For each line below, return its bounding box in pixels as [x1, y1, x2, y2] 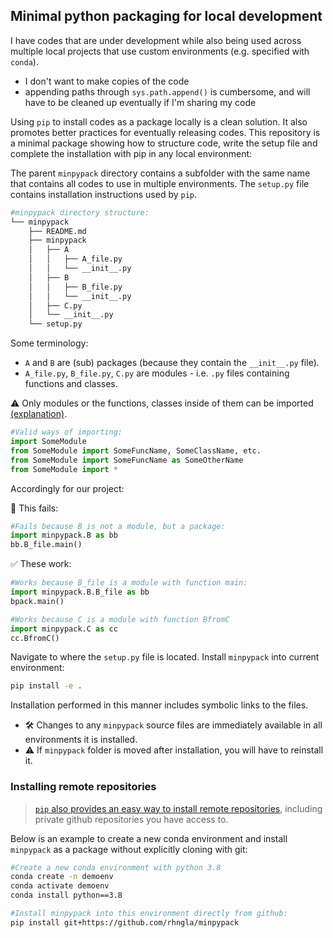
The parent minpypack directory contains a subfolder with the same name [10, 167, 311, 179]
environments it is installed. [24, 734, 138, 746]
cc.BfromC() [10, 633, 60, 643]
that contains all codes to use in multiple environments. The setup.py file [10, 177, 310, 189]
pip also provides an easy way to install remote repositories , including [34, 802, 323, 814]
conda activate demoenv [10, 881, 110, 891]
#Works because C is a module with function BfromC [10, 614, 230, 624]
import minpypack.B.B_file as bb [10, 587, 150, 598]
